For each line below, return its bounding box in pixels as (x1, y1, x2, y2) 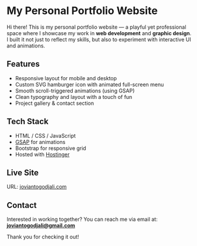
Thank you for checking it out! (6, 233, 80, 241)
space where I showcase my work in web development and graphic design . (6, 29, 192, 36)
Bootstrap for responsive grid (15, 145, 87, 152)
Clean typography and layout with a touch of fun (15, 93, 133, 100)
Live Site (6, 168, 39, 177)
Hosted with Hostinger (15, 151, 70, 158)
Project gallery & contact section (15, 100, 94, 107)
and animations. (6, 42, 46, 49)
